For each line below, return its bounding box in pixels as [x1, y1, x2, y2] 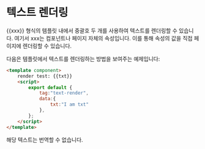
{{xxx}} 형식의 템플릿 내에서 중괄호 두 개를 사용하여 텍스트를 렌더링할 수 [6, 27, 177, 34]
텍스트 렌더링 [6, 5, 69, 20]
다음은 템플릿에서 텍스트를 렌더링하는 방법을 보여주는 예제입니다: [6, 55, 160, 62]
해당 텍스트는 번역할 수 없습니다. [6, 136, 84, 144]
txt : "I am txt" [50, 101, 89, 107]
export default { [28, 84, 72, 90]
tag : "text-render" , [39, 90, 89, 96]
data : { [39, 96, 56, 102]
